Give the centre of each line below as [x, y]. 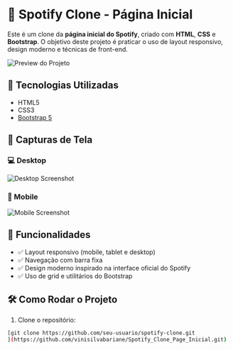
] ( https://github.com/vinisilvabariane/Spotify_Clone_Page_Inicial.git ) [117, 340]
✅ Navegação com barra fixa [60, 260]
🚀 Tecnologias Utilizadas [63, 86]
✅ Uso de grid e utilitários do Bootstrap [75, 275]
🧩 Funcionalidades [49, 235]
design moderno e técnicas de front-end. [67, 49]
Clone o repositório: [47, 320]
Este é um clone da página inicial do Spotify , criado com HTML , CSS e [112, 34]
